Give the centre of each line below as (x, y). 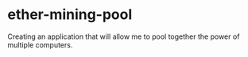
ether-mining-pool (70, 15)
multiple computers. (40, 44)
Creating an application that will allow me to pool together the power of (124, 36)
